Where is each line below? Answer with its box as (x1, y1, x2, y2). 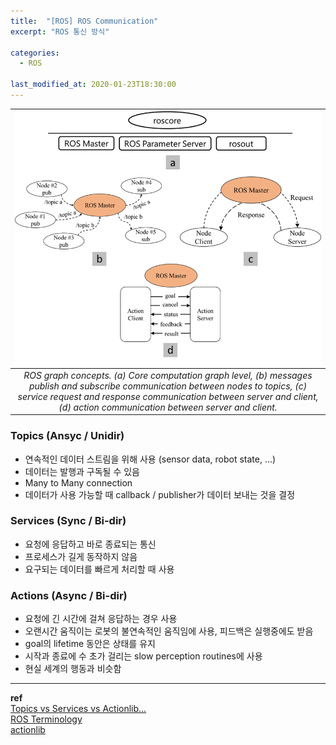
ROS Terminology (10, 713, 83, 725)
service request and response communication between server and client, (17, 390, 319, 402)
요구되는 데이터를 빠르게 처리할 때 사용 (24, 563, 175, 575)
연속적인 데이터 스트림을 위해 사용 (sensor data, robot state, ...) (24, 453, 277, 465)
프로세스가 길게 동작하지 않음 (24, 550, 138, 562)
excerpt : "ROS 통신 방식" (10, 26, 110, 37)
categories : (10, 48, 60, 58)
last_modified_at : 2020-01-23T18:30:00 (10, 80, 177, 90)
